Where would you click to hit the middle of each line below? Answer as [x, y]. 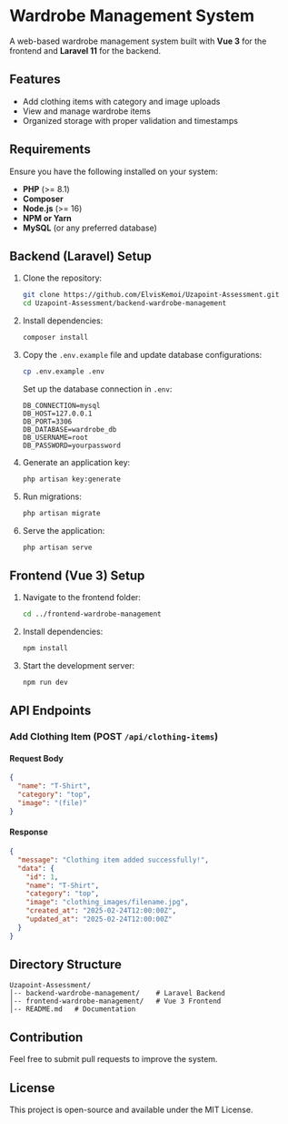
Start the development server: [79, 666]
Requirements [50, 150]
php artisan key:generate [71, 479]
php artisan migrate [61, 513]
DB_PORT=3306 [47, 421]
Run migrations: [52, 496]
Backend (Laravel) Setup [80, 256]
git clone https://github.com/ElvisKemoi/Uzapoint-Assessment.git [151, 295]
